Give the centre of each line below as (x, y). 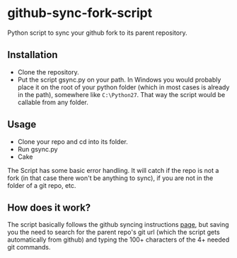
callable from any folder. (53, 102)
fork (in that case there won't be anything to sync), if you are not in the (110, 178)
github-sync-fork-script (80, 13)
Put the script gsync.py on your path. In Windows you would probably (119, 79)
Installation (33, 55)
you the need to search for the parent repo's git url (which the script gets (114, 232)
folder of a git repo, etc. (42, 185)
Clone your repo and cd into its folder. (73, 141)
